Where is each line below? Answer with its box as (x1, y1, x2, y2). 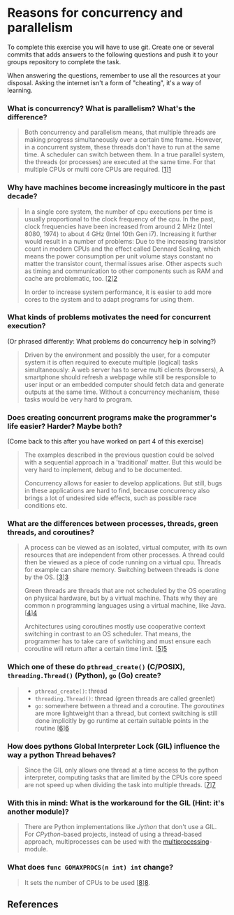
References (7, 899, 59, 910)
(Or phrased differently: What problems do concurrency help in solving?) (7, 337, 217, 345)
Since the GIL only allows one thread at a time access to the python (24, 766, 219, 775)
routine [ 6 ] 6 (34, 724, 70, 732)
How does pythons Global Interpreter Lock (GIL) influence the (7, 741, 220, 751)
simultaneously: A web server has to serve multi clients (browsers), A (24, 365, 224, 374)
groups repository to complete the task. (7, 57, 121, 66)
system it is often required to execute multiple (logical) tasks (24, 358, 198, 366)
